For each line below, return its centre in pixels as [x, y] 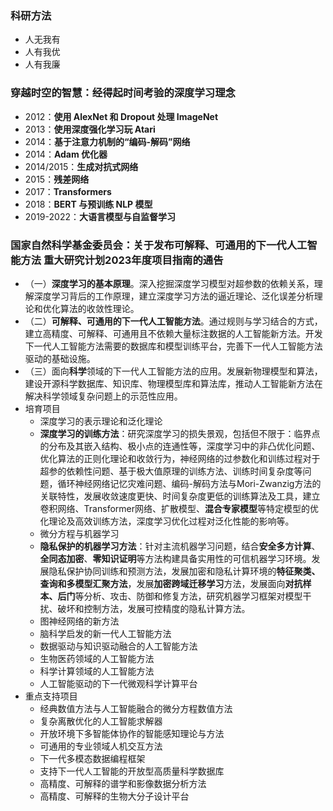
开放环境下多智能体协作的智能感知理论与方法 [132, 733]
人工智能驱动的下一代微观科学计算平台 [118, 683]
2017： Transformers [68, 191]
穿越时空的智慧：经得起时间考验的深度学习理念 [123, 93]
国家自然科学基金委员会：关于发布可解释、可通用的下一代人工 [159, 245]
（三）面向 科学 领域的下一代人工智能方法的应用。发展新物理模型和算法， [173, 371]
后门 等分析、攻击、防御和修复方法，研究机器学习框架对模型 [180, 596]
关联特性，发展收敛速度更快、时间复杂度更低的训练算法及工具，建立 [180, 496]
